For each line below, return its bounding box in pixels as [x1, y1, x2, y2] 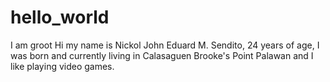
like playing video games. [10, 60, 115, 72]
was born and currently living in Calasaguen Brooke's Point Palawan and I [10, 49, 314, 61]
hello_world [10, 6, 110, 29]
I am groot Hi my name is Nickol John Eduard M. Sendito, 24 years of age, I [10, 39, 320, 51]
